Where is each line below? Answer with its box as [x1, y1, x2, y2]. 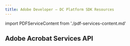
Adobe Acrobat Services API [5, 34, 93, 43]
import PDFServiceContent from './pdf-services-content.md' [5, 20, 127, 26]
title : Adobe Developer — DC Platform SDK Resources [5, 7, 114, 12]
